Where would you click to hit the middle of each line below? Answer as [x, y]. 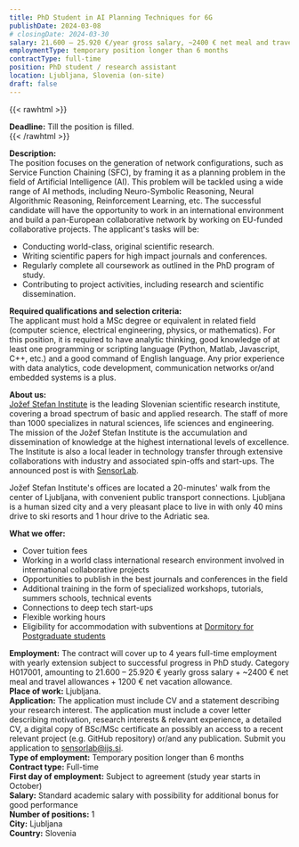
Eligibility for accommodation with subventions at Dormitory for [138, 626]
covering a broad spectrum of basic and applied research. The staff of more [149, 413]
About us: [28, 394]
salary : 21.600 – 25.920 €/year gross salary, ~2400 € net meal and [139, 42]
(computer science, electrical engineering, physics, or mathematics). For [142, 330]
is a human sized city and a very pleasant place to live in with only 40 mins [146, 506]
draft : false [33, 84]
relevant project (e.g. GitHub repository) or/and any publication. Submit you [148, 738]
